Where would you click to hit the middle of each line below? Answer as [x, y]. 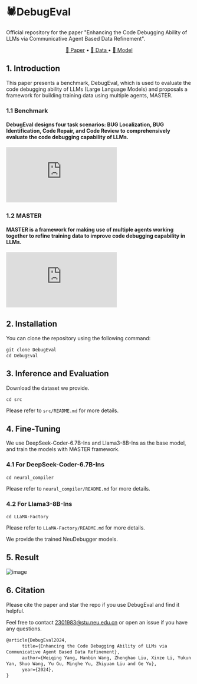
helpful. [15, 611]
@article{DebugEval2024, [37, 640]
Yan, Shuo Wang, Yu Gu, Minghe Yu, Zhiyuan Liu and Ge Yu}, [82, 664]
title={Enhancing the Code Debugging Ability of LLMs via [94, 646]
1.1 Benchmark [27, 110]
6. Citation [26, 591]
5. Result [23, 558]
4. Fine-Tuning [33, 429]
